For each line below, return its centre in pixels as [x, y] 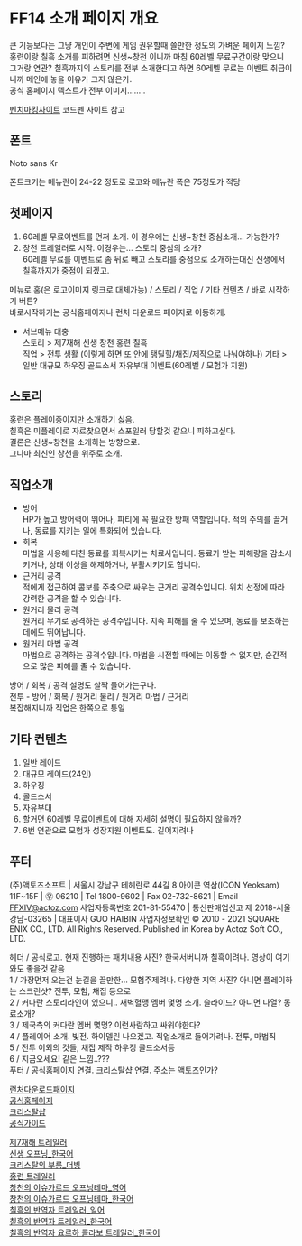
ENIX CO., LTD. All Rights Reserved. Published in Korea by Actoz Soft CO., [146, 929]
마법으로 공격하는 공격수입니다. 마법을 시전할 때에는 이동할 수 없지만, [142, 655]
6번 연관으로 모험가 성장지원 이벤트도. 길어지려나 [108, 830]
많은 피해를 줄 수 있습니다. [85, 666]
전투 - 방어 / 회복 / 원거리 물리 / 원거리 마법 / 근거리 [99, 697]
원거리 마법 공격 [50, 644]
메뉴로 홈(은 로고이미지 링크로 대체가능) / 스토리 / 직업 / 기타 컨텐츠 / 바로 [138, 289]
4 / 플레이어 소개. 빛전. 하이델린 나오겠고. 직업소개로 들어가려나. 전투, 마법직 [143, 1036]
